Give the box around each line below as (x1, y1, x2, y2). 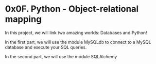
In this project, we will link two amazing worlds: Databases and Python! (5, 30, 147, 35)
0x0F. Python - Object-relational (5, 3, 139, 15)
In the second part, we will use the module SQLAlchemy (5, 53, 117, 59)
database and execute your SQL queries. (5, 44, 87, 50)
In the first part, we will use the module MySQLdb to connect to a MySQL (5, 39, 152, 45)
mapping (5, 14, 42, 25)
